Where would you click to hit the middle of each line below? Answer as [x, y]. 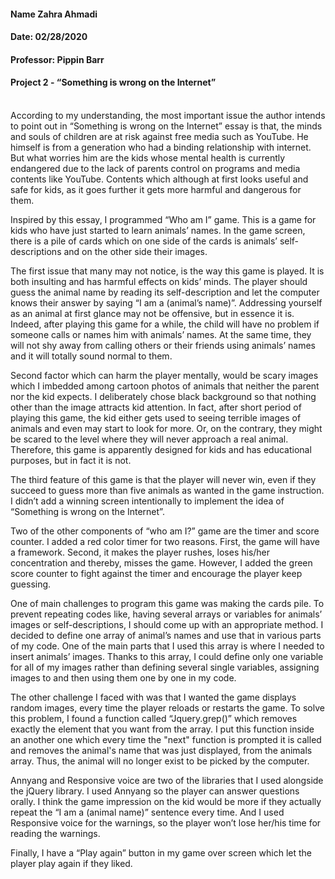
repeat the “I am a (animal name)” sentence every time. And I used [147, 812]
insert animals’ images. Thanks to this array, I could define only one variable [167, 656]
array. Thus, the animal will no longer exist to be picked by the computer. [160, 761]
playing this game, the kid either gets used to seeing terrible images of [156, 417]
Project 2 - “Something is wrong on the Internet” [113, 82]
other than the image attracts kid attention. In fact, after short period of [156, 407]
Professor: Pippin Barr [57, 59]
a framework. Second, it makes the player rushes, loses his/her [140, 552]
